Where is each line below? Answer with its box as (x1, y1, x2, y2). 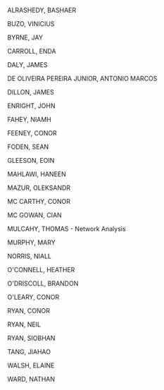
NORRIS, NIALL (7, 252, 51, 260)
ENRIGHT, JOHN (7, 102, 56, 110)
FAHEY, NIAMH (7, 116, 51, 123)
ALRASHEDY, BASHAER (7, 6, 76, 14)
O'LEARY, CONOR (7, 293, 60, 301)
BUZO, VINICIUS (7, 20, 55, 28)
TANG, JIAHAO (7, 348, 51, 355)
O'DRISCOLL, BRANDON (7, 279, 79, 288)
